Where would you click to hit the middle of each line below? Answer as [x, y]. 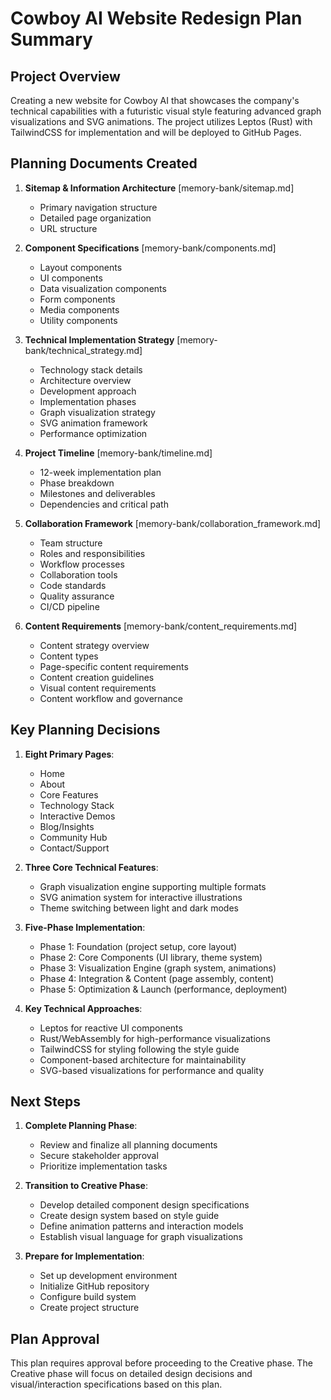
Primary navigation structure [98, 207]
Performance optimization [93, 433]
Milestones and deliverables [97, 493]
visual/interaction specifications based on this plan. [116, 1384]
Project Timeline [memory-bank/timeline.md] [118, 453]
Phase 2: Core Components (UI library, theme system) [151, 957]
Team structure [71, 543]
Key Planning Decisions [85, 730]
